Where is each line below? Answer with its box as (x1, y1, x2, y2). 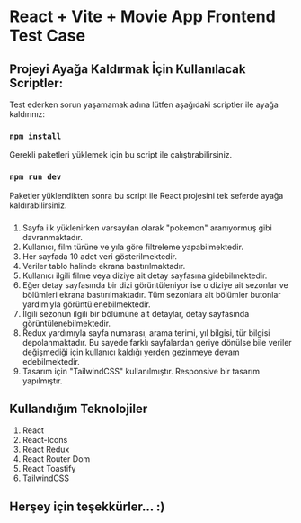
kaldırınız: (9, 109, 46, 119)
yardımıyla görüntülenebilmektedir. (22, 299, 151, 310)
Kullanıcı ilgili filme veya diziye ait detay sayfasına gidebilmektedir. (22, 270, 268, 281)
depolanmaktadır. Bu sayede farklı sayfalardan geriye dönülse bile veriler (22, 337, 292, 347)
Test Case (9, 25, 86, 46)
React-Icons (22, 435, 68, 446)
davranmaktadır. (22, 231, 84, 242)
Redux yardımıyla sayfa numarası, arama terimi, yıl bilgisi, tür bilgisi (22, 327, 271, 338)
